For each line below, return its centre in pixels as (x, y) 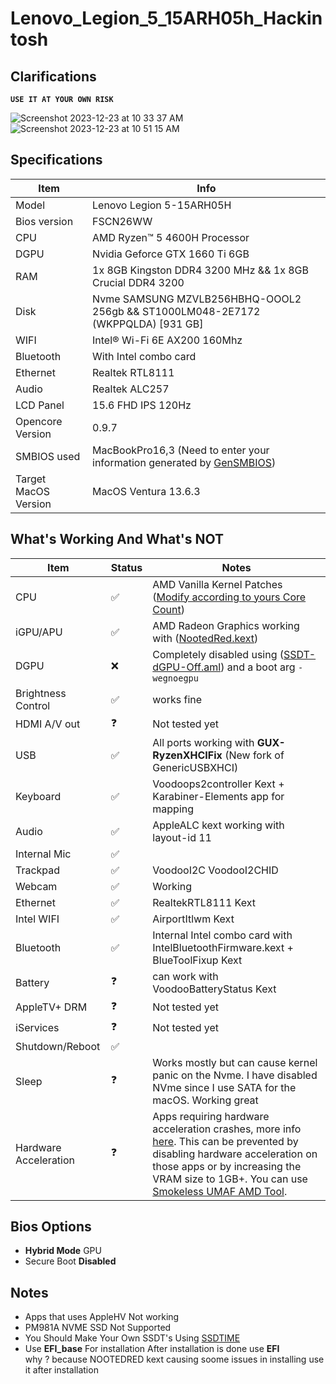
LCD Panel (40, 405)
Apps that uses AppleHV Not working (102, 1317)
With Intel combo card (144, 356)
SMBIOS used (48, 456)
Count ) (168, 609)
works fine (177, 699)
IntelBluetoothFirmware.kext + (223, 947)
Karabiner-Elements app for (218, 796)
